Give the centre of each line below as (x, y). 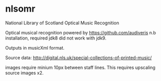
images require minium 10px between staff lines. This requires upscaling (80, 67)
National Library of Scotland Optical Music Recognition (62, 23)
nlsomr (20, 9)
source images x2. (24, 73)
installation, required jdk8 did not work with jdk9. (56, 38)
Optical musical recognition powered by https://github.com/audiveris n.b (81, 32)
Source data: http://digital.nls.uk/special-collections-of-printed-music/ (79, 57)
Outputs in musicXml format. (35, 48)
